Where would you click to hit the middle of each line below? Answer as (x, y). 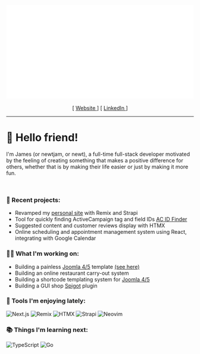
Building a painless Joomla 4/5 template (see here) (77, 267)
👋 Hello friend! (42, 138)
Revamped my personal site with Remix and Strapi (76, 213)
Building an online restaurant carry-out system (72, 273)
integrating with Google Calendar (55, 238)
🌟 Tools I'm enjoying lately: (46, 301)
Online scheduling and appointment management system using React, (101, 232)
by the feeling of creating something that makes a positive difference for (95, 160)
